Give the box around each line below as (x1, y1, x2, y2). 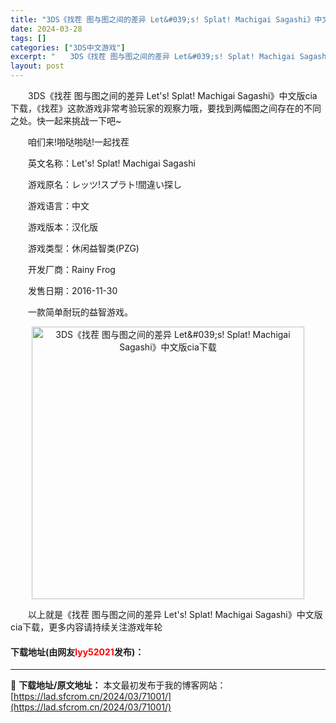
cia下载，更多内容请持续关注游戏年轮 (10, 621, 163, 633)
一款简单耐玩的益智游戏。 (27, 306, 133, 318)
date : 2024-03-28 (10, 24, 83, 34)
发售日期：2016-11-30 (27, 285, 118, 296)
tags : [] (10, 33, 47, 43)
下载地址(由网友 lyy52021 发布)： (10, 646, 145, 658)
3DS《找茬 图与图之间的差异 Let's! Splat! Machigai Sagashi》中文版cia (27, 90, 318, 101)
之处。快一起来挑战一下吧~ (10, 115, 122, 126)
